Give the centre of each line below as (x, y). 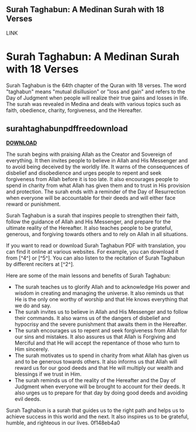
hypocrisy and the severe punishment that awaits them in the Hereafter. (101, 324)
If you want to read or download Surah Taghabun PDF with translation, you (96, 245)
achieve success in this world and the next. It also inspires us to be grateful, (97, 416)
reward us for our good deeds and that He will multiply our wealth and (99, 368)
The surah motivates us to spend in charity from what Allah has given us (102, 355)
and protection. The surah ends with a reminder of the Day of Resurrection (96, 191)
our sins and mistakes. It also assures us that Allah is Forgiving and (95, 336)
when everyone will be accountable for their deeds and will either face (91, 198)
